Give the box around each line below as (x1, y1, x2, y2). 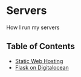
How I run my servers (6, 24, 60, 31)
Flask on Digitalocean (15, 64, 70, 71)
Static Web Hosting (15, 57, 63, 64)
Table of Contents (6, 41, 76, 52)
